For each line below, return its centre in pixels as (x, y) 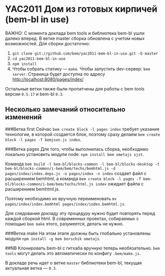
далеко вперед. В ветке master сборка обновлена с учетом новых (75, 38)
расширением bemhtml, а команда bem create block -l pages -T (73, 179)
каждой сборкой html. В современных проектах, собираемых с (72, 218)
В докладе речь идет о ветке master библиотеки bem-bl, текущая (73, 263)
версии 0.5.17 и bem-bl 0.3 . (34, 94)
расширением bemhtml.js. (33, 189)
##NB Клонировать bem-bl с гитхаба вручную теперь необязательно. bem (82, 248)
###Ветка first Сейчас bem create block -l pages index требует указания (82, 129)
